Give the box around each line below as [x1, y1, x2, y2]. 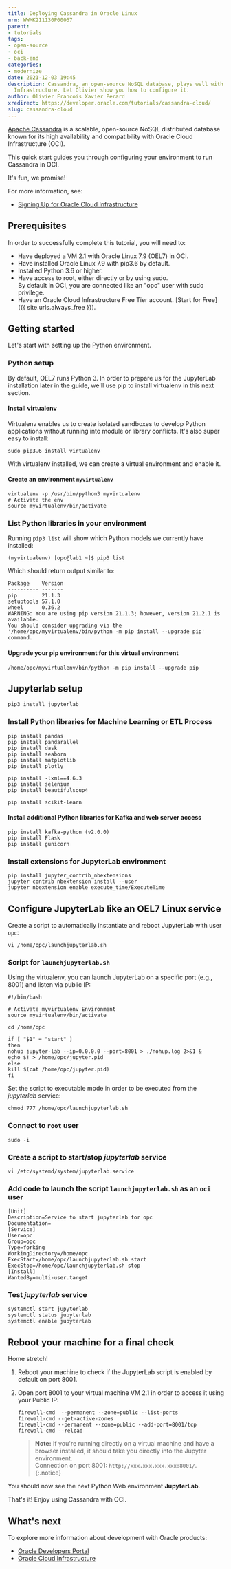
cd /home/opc [8, 1024, 45, 1031]
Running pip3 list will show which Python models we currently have [8, 534, 204, 542]
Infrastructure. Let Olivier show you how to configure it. [14, 87, 190, 94]
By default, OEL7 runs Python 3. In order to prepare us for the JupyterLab [8, 374, 216, 382]
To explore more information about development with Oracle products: [8, 1534, 208, 1542]
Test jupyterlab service [8, 1290, 88, 1300]
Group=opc [8, 1238, 36, 1246]
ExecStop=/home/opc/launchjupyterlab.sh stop [8, 1262, 140, 1270]
